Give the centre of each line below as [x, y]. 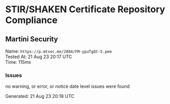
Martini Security [32, 39]
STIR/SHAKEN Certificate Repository [85, 9]
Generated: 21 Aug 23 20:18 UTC [40, 96]
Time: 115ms [18, 62]
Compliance [31, 20]
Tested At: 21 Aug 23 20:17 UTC [39, 57]
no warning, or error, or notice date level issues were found [68, 86]
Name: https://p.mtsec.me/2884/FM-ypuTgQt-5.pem [59, 51]
